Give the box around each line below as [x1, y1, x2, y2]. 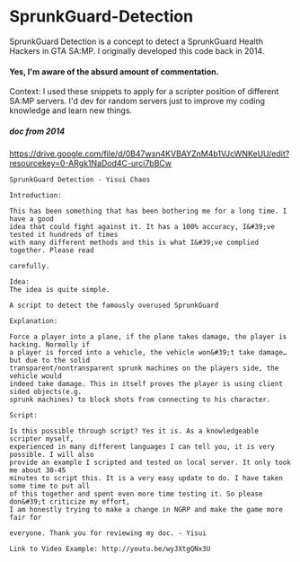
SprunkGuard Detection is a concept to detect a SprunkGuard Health [9, 36, 263, 47]
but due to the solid [9, 356, 91, 365]
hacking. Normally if [9, 340, 91, 349]
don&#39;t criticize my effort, [9, 497, 130, 506]
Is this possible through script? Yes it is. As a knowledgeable [9, 426, 259, 436]
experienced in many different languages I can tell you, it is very [9, 443, 276, 452]
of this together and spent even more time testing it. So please [9, 489, 263, 499]
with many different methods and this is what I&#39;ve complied [9, 238, 259, 248]
